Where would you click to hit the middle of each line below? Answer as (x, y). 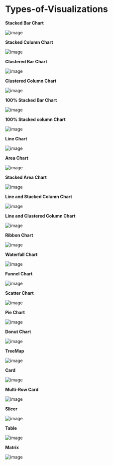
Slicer (11, 409)
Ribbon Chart (19, 235)
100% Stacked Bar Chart (31, 100)
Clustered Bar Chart (26, 61)
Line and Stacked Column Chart (39, 196)
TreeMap (15, 351)
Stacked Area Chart (26, 177)
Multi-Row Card (22, 389)
